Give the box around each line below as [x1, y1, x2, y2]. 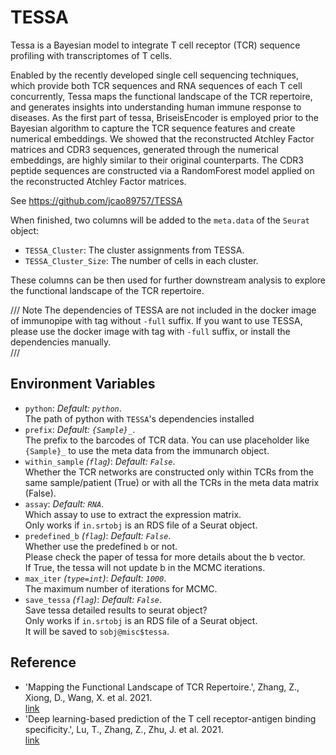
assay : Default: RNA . [24, 497, 105, 510]
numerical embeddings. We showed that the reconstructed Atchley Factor [10, 132, 315, 145]
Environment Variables [10, 376, 156, 393]
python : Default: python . [24, 402, 122, 414]
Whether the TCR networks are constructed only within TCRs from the [24, 466, 314, 478]
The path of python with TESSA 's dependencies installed [24, 412, 255, 425]
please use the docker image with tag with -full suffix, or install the [10, 325, 291, 337]
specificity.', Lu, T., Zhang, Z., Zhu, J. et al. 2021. [24, 723, 224, 735]
